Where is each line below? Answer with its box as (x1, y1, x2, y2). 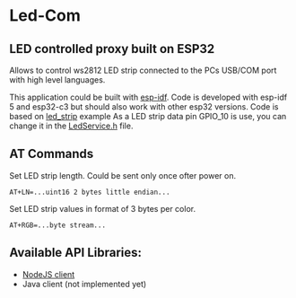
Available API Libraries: (9, 245, 142, 260)
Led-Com (9, 5, 81, 26)
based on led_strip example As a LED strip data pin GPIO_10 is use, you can (9, 111, 287, 121)
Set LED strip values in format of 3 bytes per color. (9, 203, 196, 214)
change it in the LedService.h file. (9, 120, 134, 131)
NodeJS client (22, 268, 75, 279)
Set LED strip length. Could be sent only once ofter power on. (9, 170, 236, 180)
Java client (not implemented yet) (22, 278, 147, 289)
